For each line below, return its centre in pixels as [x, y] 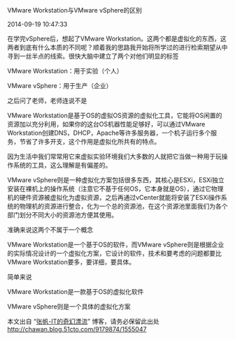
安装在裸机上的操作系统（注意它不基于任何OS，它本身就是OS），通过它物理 [115, 189]
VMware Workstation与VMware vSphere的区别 [74, 10]
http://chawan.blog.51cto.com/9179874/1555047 [77, 329]
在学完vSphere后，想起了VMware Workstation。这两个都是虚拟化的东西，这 [117, 38]
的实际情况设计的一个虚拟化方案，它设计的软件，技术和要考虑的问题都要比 [114, 253]
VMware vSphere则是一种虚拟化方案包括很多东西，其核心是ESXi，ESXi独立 [116, 180]
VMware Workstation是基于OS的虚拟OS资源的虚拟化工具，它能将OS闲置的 [115, 115]
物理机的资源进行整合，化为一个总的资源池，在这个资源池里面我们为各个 [123, 206]
